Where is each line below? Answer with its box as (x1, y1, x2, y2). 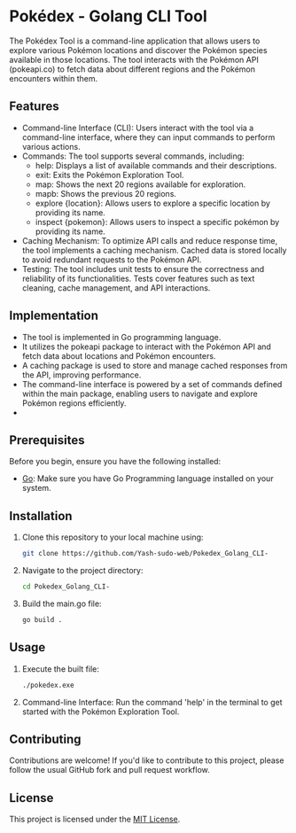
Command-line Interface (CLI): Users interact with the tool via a (21, 122, 254, 133)
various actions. (21, 141, 82, 152)
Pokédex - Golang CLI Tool (9, 6, 207, 27)
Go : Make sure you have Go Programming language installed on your (21, 473, 274, 484)
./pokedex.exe (21, 681, 74, 689)
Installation (9, 508, 73, 524)
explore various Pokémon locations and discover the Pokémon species (9, 44, 268, 55)
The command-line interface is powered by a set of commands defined (21, 378, 283, 389)
